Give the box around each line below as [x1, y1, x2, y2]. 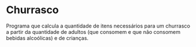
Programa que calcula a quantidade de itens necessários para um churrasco [6, 22, 190, 29]
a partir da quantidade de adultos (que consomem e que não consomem [6, 28, 181, 35]
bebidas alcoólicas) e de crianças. [6, 34, 89, 41]
